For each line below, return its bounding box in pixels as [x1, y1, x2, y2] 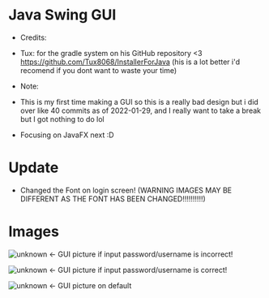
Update [8, 158, 59, 177]
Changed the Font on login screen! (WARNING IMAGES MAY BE [19, 185, 233, 195]
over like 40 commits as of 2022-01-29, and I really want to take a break [19, 106, 262, 115]
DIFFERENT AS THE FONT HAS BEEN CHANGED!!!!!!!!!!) [19, 193, 207, 204]
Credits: [19, 32, 47, 42]
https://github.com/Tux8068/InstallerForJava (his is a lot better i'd [19, 57, 241, 67]
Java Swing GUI [8, 6, 117, 24]
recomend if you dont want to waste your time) [19, 65, 177, 75]
